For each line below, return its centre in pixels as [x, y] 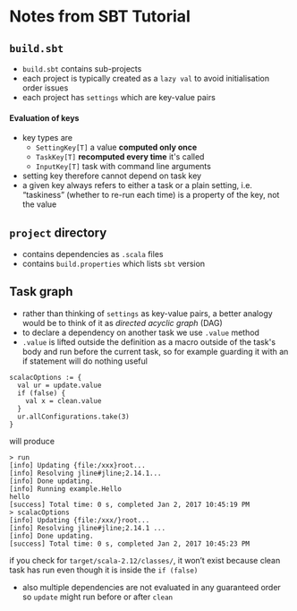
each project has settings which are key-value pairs [119, 97]
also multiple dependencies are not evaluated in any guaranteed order [152, 587]
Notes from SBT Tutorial [100, 17]
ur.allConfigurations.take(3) [73, 417]
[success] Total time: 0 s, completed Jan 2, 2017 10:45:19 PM [130, 504]
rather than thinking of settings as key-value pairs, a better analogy [147, 313]
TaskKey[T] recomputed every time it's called [120, 157]
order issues [45, 88]
